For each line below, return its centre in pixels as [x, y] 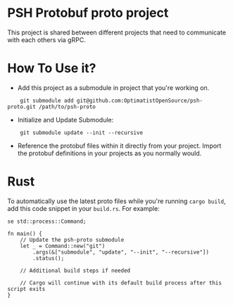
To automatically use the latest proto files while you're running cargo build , [117, 201]
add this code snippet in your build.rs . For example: [83, 208]
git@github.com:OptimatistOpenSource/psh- [139, 100]
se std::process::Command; [47, 221]
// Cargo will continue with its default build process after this [121, 283]
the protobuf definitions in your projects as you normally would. [109, 153]
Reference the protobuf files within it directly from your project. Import [119, 145]
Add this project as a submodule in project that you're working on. [113, 87]
